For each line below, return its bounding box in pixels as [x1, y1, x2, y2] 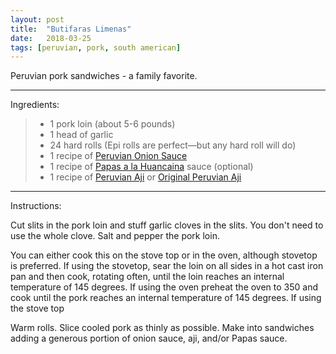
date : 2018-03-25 [10, 33, 92, 43]
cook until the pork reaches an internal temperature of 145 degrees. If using [10, 292, 322, 304]
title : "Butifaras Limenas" [10, 24, 132, 34]
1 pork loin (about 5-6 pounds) [49, 118, 176, 130]
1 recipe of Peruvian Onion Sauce [49, 150, 188, 162]
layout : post [10, 14, 65, 25]
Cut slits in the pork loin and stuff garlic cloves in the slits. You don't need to [10, 219, 324, 231]
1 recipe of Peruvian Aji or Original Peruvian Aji [49, 171, 242, 183]
